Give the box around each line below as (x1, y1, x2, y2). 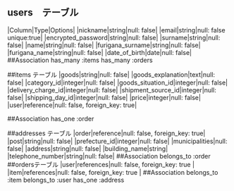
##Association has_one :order (7, 114, 94, 123)
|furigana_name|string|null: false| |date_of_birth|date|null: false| (7, 48, 192, 56)
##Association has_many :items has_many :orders (7, 56, 153, 64)
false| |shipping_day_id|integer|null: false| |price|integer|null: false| (7, 93, 201, 101)
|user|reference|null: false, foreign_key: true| (7, 101, 137, 109)
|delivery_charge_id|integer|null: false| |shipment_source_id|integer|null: (7, 85, 216, 94)
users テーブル (7, 6, 79, 19)
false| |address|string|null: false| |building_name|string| (7, 144, 168, 153)
